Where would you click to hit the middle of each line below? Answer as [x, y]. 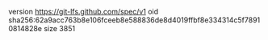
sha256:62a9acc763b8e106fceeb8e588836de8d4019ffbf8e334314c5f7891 [134, 20]
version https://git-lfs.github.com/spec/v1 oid [84, 12]
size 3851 [59, 28]
